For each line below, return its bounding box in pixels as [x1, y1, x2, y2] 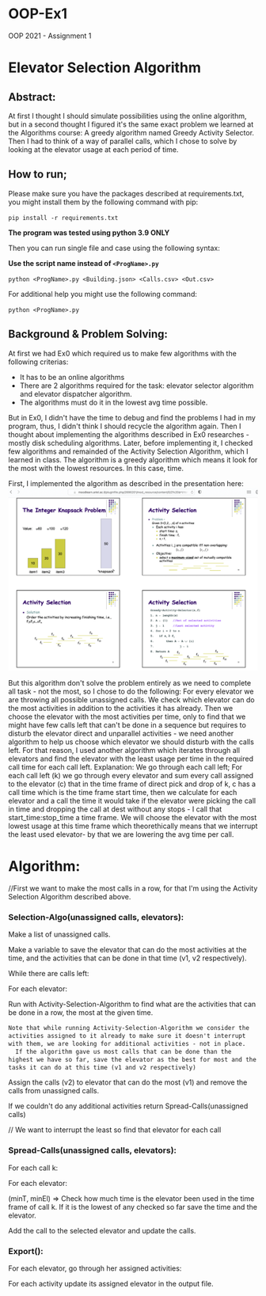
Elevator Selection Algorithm [8, 59, 202, 77]
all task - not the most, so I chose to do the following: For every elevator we [8, 686, 254, 697]
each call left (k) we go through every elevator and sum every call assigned [8, 771, 254, 781]
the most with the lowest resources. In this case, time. [8, 463, 184, 473]
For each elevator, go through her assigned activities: [8, 1264, 182, 1273]
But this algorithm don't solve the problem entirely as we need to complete [8, 678, 252, 688]
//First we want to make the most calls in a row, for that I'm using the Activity [8, 884, 258, 893]
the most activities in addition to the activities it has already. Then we [8, 704, 234, 713]
